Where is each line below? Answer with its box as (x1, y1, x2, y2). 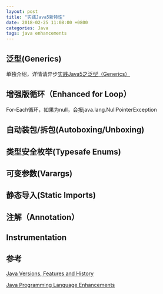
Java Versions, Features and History (6, 270, 94, 277)
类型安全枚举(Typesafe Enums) (6, 146, 122, 156)
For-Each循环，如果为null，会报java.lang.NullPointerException (6, 106, 157, 113)
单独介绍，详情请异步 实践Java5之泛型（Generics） (6, 70, 131, 77)
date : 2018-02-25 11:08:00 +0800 (6, 19, 88, 25)
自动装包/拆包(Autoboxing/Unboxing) (6, 125, 145, 135)
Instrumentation (6, 233, 67, 243)
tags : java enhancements (6, 31, 67, 36)
